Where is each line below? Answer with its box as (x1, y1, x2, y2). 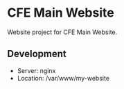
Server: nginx (17, 66, 56, 74)
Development (7, 48, 67, 60)
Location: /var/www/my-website (17, 74, 109, 82)
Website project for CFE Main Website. (7, 28, 118, 36)
